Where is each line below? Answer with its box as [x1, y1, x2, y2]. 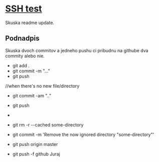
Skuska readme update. [5, 20, 54, 26]
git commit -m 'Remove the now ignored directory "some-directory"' [12, 131, 154, 137]
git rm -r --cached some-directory [12, 121, 84, 128]
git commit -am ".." [12, 92, 52, 98]
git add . [12, 62, 30, 68]
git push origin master [12, 141, 58, 147]
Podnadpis [5, 34, 40, 43]
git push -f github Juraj [12, 151, 60, 157]
